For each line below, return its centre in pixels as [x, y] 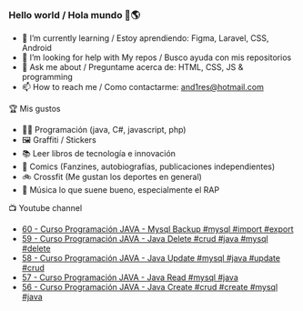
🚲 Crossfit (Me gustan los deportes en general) [111, 177]
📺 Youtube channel [45, 208]
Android [36, 48]
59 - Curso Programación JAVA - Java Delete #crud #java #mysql [145, 239]
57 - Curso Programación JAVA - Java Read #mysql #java [130, 277]
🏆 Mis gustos [35, 109]
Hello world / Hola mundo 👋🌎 [75, 15]
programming [47, 77]
